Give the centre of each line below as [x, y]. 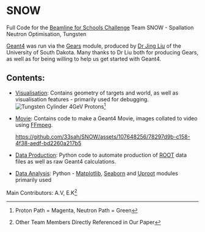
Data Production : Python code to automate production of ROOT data [101, 155]
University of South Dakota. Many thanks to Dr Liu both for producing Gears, [103, 52]
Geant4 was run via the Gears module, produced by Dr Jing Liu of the [94, 46]
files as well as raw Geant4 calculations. [66, 162]
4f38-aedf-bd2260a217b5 [48, 143]
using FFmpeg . [34, 125]
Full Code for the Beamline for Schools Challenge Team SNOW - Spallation [100, 27]
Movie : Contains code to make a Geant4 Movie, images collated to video [106, 118]
